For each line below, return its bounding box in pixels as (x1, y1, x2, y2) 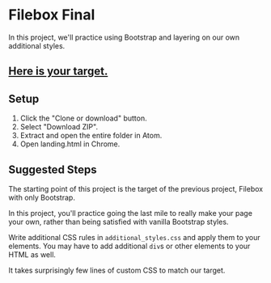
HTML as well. (8, 249, 57, 260)
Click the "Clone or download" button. (19, 113, 147, 123)
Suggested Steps (8, 163, 97, 176)
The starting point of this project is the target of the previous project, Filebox (8, 184, 264, 193)
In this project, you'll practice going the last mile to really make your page (8, 208, 253, 218)
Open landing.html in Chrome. (19, 139, 121, 149)
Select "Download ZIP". (19, 122, 99, 132)
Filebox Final (8, 6, 95, 24)
